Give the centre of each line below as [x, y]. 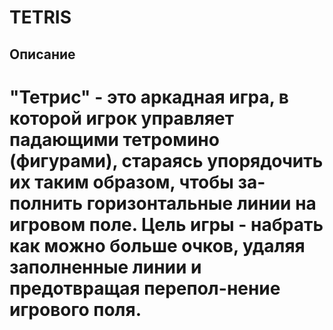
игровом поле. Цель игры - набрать [166, 224]
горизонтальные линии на [201, 203]
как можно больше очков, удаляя [157, 245]
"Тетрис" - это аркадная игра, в [149, 97]
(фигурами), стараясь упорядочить [166, 160]
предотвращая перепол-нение [145, 288]
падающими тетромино [114, 139]
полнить [46, 203]
